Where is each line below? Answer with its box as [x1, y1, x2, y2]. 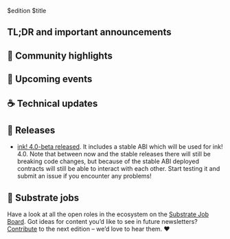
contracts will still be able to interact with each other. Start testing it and [16, 165, 220, 173]
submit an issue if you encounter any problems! [16, 172, 152, 180]
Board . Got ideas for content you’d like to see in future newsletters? [7, 218, 198, 226]
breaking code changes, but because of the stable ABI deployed [16, 157, 199, 165]
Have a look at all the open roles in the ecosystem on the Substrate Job [7, 210, 209, 218]
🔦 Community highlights [7, 50, 113, 61]
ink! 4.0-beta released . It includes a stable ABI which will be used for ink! [16, 143, 223, 151]
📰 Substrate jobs [7, 191, 80, 203]
